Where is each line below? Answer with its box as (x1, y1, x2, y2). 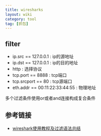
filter (5, 39, 21, 48)
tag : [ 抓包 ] (5, 21, 28, 26)
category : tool (5, 16, 37, 21)
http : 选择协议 (12, 66, 42, 72)
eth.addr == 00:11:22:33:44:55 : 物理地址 (12, 85, 96, 91)
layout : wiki (5, 12, 32, 17)
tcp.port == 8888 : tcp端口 (12, 72, 67, 78)
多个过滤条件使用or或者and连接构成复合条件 (5, 95, 96, 101)
